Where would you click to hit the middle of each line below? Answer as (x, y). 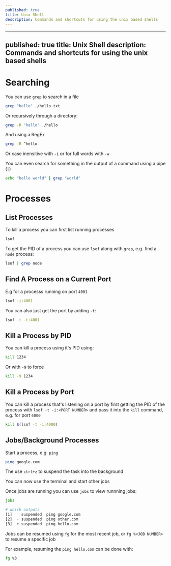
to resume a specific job (31, 539)
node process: (20, 254)
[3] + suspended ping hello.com (42, 524)
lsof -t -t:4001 (22, 320)
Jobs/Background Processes (52, 440)
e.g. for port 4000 (23, 415)
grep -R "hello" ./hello (32, 125)
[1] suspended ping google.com (43, 515)
